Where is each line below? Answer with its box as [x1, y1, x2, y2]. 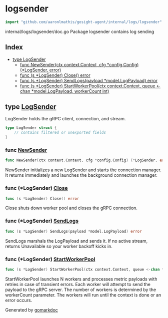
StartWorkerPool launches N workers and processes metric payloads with [5, 276, 157, 282]
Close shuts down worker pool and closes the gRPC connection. [5, 205, 137, 211]
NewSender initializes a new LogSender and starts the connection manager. [5, 167, 161, 173]
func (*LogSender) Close [5, 185, 68, 192]
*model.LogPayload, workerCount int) [31, 88, 109, 94]
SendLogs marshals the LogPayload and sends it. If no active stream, [5, 238, 148, 244]
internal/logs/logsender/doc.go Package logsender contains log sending [5, 28, 154, 34]
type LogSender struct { [5, 125, 57, 130]
